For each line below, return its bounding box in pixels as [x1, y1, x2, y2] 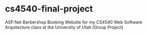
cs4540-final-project [5, 3, 93, 14]
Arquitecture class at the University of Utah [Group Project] [5, 24, 124, 30]
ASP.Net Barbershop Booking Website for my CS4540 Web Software [5, 19, 143, 25]
